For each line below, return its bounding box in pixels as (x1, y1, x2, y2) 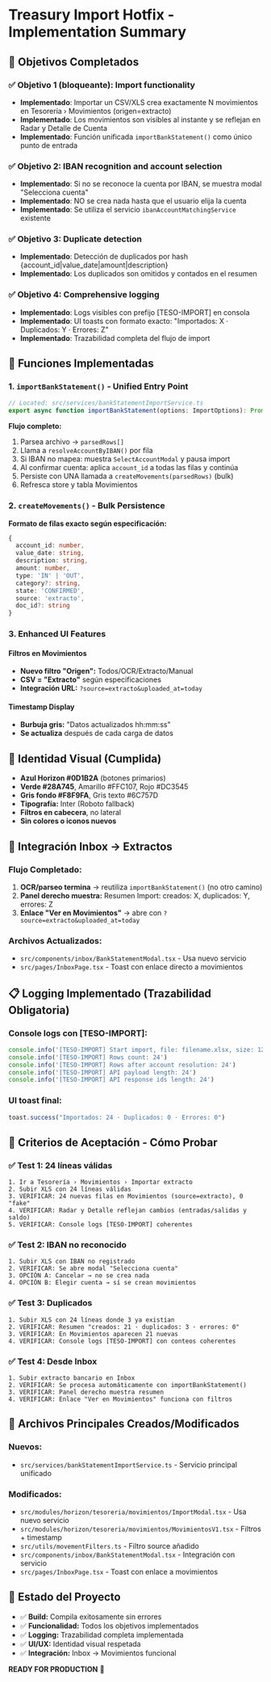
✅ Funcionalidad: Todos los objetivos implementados (19, 1621, 199, 1630)
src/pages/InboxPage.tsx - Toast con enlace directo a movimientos (19, 962, 244, 972)
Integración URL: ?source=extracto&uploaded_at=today (19, 683, 203, 693)
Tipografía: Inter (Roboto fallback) (19, 799, 135, 809)
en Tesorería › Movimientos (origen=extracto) (19, 106, 172, 116)
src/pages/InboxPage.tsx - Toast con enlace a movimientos (19, 1567, 219, 1577)
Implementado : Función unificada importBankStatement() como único (19, 132, 252, 141)
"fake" (8, 1200, 31, 1208)
